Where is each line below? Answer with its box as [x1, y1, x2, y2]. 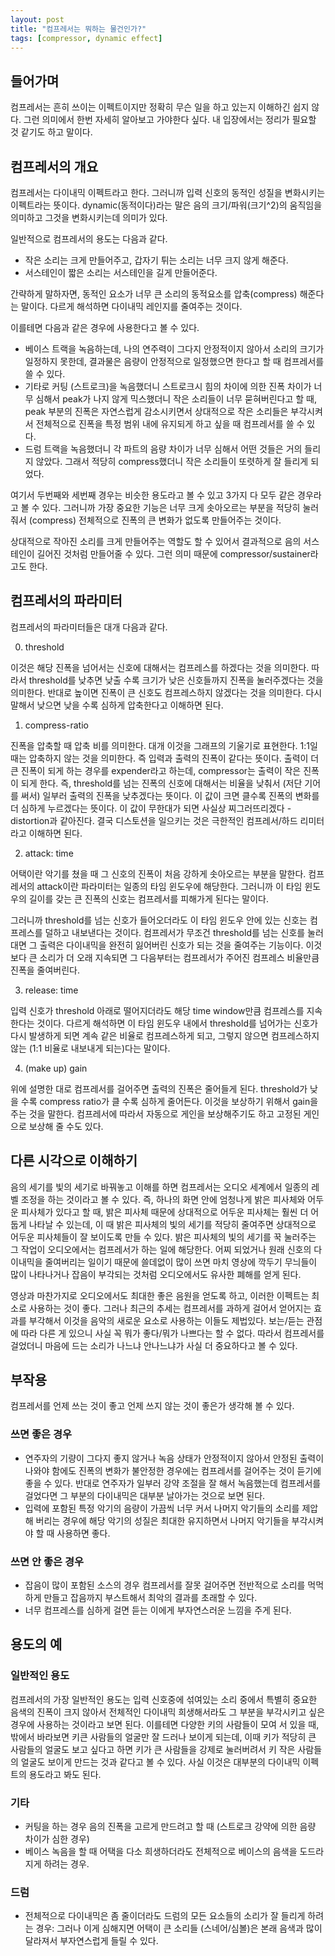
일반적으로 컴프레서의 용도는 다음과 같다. [10, 233, 168, 245]
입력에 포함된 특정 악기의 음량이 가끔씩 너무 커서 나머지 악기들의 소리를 [24, 1502, 300, 1514]
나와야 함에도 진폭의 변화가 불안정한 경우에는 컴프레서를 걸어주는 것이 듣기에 [24, 1464, 322, 1476]
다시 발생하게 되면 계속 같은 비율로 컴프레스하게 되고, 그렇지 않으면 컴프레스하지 [10, 1029, 320, 1041]
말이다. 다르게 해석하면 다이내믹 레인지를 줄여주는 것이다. [20, 301, 243, 312]
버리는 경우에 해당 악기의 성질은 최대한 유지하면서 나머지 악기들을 [35, 1514, 290, 1526]
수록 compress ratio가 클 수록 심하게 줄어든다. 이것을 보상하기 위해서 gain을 [20, 1095, 319, 1107]
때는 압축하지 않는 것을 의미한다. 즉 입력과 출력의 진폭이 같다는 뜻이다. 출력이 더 [10, 752, 320, 764]
